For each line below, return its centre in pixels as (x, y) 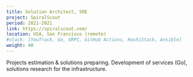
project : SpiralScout (33, 17)
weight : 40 (20, 46)
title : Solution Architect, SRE (47, 12)
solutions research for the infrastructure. (57, 69)
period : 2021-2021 (29, 23)
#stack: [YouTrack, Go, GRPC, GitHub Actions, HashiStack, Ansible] (94, 40)
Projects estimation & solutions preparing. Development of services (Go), (97, 62)
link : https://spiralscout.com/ (47, 29)
